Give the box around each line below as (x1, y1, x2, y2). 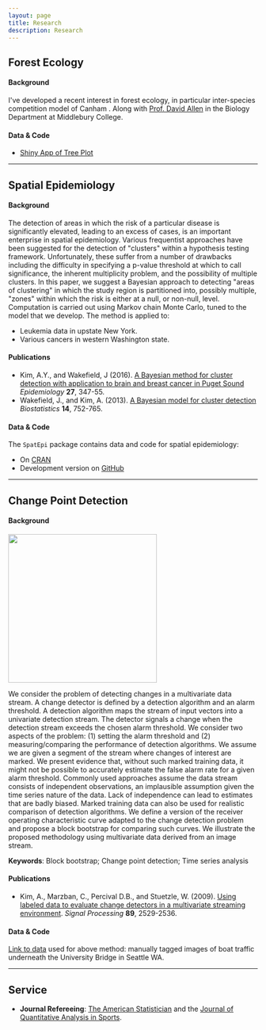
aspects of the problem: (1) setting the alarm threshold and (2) (8, 731, 211, 741)
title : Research (8, 19, 62, 27)
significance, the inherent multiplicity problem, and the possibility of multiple (8, 269, 257, 278)
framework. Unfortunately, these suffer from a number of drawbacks (8, 251, 232, 261)
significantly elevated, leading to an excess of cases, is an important (8, 227, 231, 236)
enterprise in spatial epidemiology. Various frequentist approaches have (8, 235, 243, 244)
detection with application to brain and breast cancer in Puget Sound (19, 378, 245, 388)
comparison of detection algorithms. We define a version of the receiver (8, 807, 244, 816)
